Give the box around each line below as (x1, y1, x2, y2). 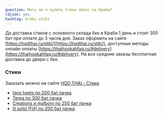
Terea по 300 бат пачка (12, 95, 62, 101)
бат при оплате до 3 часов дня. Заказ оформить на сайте (5, 35, 127, 41)
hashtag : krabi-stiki (5, 16, 50, 21)
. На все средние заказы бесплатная (78, 51, 157, 57)
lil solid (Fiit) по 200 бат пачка (12, 105, 75, 112)
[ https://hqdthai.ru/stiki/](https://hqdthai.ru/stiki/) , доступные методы (5, 41, 149, 47)
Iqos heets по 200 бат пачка (12, 90, 72, 96)
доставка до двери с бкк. (5, 57, 59, 62)
